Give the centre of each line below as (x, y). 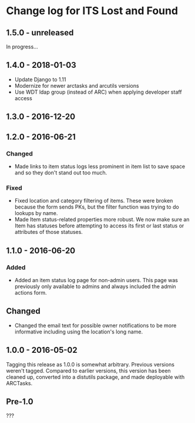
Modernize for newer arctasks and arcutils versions (77, 85)
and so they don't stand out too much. (61, 173)
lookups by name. (36, 213)
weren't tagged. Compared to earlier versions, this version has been (89, 371)
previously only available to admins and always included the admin (95, 286)
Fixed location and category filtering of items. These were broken (94, 201)
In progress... (22, 47)
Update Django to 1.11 (40, 79)
